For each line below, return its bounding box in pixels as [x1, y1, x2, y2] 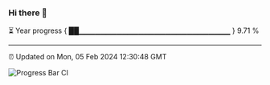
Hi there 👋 [8, 7, 48, 18]
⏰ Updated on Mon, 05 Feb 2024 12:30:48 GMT [8, 52, 167, 62]
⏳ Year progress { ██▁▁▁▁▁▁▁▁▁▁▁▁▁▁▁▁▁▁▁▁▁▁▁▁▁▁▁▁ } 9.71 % [8, 26, 260, 35]
